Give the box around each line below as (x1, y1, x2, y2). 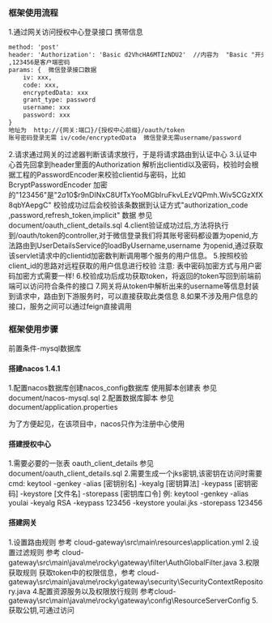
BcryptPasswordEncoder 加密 (8, 180, 108, 190)
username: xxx (23, 104, 70, 112)
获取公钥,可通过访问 (8, 605, 75, 615)
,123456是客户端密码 (8, 58, 70, 66)
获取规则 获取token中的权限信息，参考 (8, 567, 136, 577)
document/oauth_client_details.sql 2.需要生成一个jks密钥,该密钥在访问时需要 (8, 468, 263, 479)
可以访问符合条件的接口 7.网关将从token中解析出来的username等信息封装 (15, 281, 259, 291)
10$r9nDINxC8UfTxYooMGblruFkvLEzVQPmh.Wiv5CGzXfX (66, 190, 263, 199)
